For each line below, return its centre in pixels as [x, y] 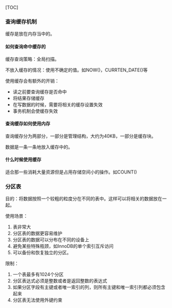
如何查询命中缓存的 [26, 46]
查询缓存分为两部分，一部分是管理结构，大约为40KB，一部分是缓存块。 [81, 136]
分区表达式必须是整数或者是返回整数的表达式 [60, 281]
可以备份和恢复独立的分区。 [42, 253]
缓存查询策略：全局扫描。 [32, 59]
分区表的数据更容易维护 [37, 234]
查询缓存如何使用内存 [28, 124]
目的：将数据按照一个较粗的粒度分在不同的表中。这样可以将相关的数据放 [81, 199]
